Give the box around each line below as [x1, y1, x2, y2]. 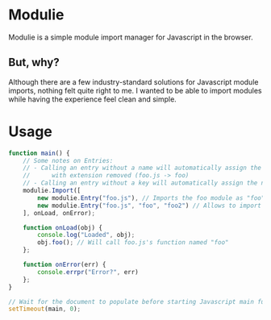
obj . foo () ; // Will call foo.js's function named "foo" [37, 239, 229, 247]
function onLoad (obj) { [23, 223, 103, 231]
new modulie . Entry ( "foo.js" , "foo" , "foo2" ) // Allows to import [37, 202, 262, 210]
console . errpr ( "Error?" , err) [37, 268, 139, 276]
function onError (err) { [23, 260, 106, 269]
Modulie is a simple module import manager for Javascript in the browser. [8, 32, 253, 42]
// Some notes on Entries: [23, 156, 114, 164]
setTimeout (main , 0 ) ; [8, 305, 81, 314]
